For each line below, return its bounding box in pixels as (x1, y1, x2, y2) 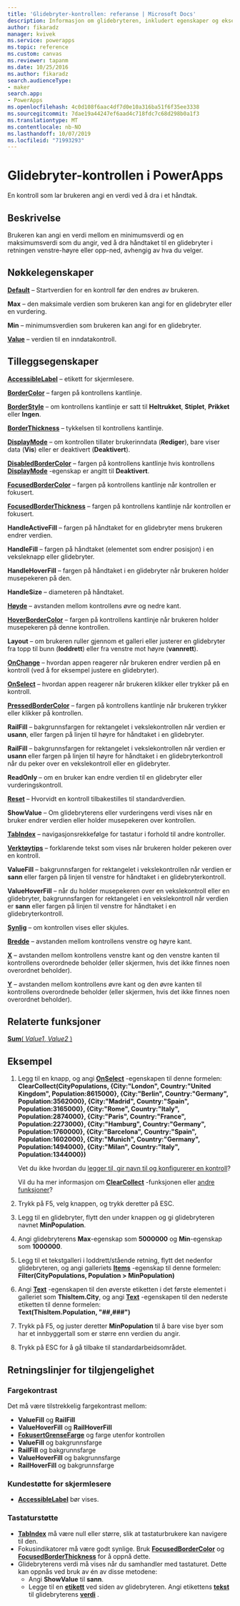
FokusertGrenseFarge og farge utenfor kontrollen (17, 1430, 166, 1439)
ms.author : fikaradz (7, 70, 69, 77)
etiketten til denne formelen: (17, 1300, 101, 1309)
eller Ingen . (7, 410, 41, 418)
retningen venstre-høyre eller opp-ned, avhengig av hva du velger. (7, 246, 204, 254)
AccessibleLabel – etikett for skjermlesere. (7, 375, 134, 383)
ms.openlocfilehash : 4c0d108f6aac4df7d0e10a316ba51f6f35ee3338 (7, 104, 200, 111)
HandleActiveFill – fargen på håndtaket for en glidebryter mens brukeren (7, 523, 223, 532)
